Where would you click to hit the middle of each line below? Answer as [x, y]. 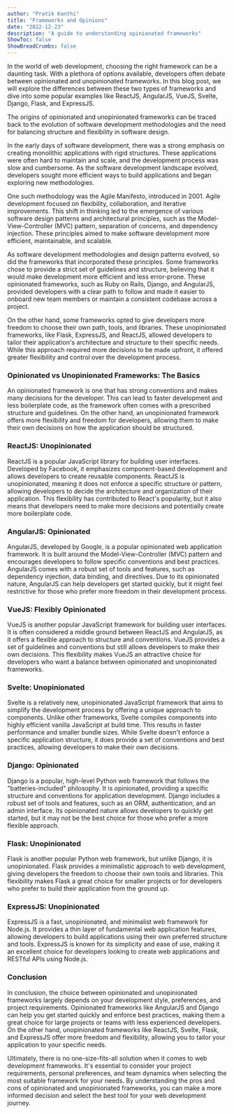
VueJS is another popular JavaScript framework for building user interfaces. [117, 625]
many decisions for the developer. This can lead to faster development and [115, 398]
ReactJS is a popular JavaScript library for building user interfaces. [104, 461]
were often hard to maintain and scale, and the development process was [113, 160]
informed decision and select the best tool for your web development [107, 1095]
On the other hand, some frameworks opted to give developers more [106, 320]
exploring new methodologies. [51, 182]
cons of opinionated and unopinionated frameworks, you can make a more [115, 1088]
